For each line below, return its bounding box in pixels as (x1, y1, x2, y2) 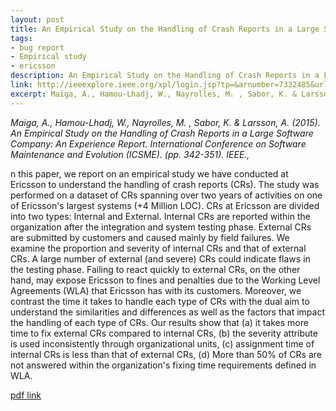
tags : (10, 33, 33, 43)
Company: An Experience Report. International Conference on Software (10, 137, 307, 150)
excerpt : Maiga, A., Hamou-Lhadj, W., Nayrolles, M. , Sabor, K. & (10, 89, 298, 99)
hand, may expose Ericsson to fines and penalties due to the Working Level (10, 274, 321, 286)
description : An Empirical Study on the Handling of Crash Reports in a (10, 71, 320, 81)
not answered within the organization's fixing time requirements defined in (10, 359, 317, 371)
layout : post (10, 14, 65, 25)
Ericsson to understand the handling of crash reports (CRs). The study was (10, 178, 320, 190)
